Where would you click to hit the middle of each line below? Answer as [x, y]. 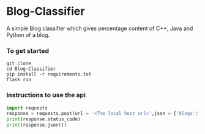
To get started [28, 50]
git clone [19, 64]
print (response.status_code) [43, 119]
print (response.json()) [37, 125]
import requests [27, 108]
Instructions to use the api [46, 95]
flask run [19, 80]
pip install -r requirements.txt [49, 74]
